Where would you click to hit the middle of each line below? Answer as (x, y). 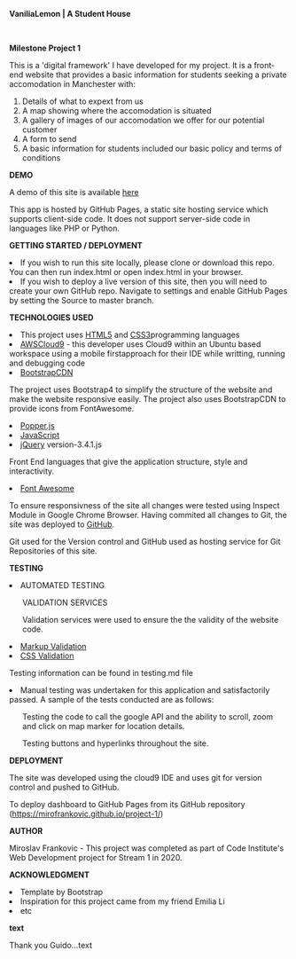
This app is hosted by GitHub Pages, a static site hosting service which (139, 209)
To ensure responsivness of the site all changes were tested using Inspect (145, 505)
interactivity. (32, 471)
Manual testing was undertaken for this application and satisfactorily (145, 690)
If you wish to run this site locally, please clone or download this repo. (148, 263)
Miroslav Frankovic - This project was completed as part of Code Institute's (147, 848)
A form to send (49, 139)
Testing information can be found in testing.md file (101, 673)
